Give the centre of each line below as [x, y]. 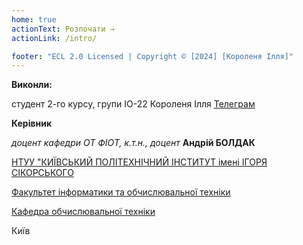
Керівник [32, 123]
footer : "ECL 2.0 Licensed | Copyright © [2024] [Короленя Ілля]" [152, 56]
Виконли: [32, 85]
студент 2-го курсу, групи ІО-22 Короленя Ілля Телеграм [133, 104]
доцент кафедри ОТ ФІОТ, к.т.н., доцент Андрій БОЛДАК [133, 143]
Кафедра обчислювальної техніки [83, 212]
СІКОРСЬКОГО [42, 173]
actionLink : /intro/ [54, 38]
